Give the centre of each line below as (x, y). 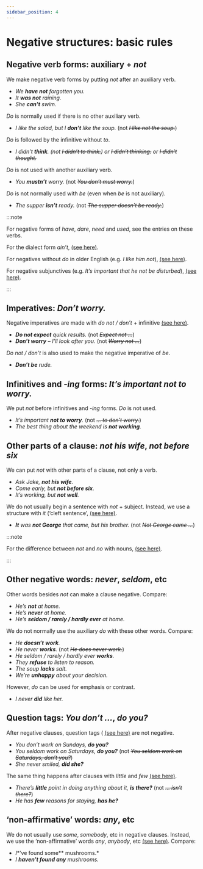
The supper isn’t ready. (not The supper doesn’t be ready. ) (90, 205)
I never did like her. (39, 699)
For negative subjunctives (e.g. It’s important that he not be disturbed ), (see (101, 271)
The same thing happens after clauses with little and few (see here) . (91, 776)
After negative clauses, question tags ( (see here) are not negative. (90, 732)
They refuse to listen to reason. (55, 662)
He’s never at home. (41, 612)
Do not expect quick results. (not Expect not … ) (75, 335)
